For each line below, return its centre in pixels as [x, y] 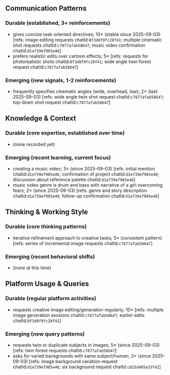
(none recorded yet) [34, 144]
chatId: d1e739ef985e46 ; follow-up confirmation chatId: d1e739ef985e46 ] [86, 196]
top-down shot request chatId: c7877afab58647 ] [62, 102]
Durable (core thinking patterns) [46, 227]
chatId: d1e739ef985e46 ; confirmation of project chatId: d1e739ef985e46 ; [86, 174]
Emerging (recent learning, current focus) [58, 157]
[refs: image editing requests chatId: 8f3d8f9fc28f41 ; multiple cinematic [87, 40]
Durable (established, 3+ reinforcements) [58, 23]
